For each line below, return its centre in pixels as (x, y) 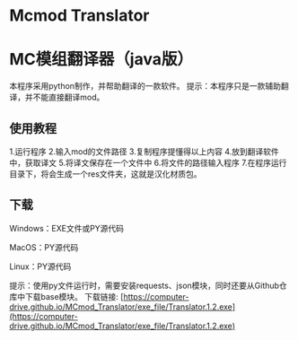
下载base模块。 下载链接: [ (74, 296)
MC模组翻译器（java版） (101, 60)
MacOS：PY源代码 (44, 247)
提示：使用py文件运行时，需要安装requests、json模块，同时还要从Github (145, 285)
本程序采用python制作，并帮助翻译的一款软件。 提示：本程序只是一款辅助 (145, 86)
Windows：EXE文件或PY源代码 (66, 228)
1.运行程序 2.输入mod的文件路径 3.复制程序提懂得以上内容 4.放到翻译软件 (145, 151)
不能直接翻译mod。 (69, 97)
